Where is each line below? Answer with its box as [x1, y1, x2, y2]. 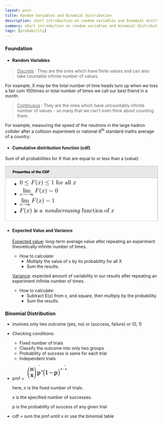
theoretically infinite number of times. [12, 243, 87, 249]
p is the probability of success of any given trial [12, 404, 107, 410]
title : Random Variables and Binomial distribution [5, 13, 112, 18]
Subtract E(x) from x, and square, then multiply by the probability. [26, 293, 158, 299]
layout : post [5, 8, 32, 13]
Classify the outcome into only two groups [19, 345, 104, 351]
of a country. [5, 133, 31, 139]
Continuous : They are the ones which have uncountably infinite [16, 102, 145, 108]
